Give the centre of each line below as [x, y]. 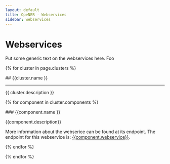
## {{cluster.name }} [27, 78]
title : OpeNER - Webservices [36, 15]
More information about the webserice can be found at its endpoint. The [80, 132]
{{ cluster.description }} [30, 93]
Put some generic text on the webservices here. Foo [60, 58]
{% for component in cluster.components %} [52, 102]
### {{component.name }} [33, 112]
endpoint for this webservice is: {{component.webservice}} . [68, 137]
